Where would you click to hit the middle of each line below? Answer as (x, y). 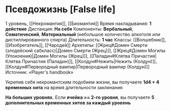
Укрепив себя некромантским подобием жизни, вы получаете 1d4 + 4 (82, 82)
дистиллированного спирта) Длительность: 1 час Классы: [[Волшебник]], (86, 40)
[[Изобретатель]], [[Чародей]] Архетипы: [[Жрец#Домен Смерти (76, 45)
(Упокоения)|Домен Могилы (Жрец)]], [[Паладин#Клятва (68, 56)
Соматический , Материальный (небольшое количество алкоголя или (83, 34)
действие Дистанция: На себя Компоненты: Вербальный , (69, 29)
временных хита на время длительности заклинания (64, 87)
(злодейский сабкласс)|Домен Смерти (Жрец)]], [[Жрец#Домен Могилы (85, 50)
